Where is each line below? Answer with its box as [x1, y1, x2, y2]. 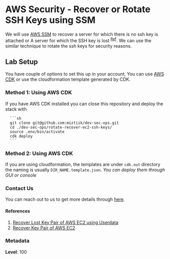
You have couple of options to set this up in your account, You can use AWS [5, 71, 164, 77]
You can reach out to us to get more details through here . [5, 197, 125, 203]
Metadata [5, 237, 29, 244]
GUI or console [5, 172, 37, 178]
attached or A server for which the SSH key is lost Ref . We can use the [5, 37, 152, 44]
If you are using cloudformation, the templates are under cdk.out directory [5, 161, 161, 167]
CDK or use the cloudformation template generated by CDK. [5, 76, 131, 82]
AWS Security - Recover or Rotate [5, 4, 151, 15]
